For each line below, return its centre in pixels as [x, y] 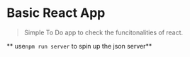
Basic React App [56, 13]
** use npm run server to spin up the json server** [79, 46]
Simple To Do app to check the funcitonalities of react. [104, 32]
